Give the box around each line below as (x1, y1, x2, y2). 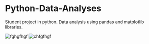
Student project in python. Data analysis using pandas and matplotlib (5, 19, 144, 25)
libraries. (5, 24, 23, 29)
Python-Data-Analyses (5, 3, 101, 14)
